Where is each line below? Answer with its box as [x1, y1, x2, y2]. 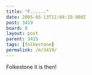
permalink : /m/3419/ [6, 47, 58, 53]
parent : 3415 [6, 36, 39, 42]
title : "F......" [6, 8, 49, 15]
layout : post [6, 31, 39, 37]
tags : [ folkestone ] [6, 42, 55, 48]
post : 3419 [6, 19, 33, 25]
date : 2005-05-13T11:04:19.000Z [6, 14, 86, 20]
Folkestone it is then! [6, 63, 57, 70]
